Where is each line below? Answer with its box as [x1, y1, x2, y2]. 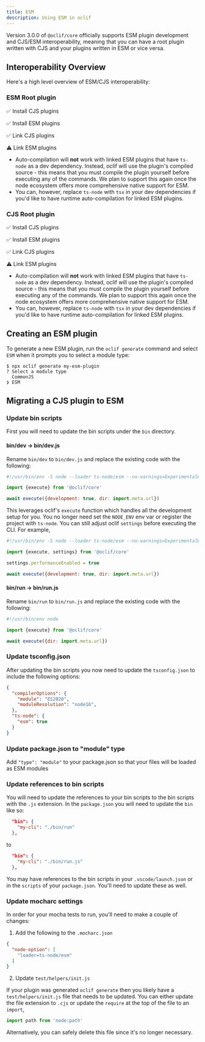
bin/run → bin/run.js [6, 584, 59, 592]
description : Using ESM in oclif [6, 15, 92, 21]
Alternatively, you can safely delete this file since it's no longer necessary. [6, 1029, 193, 1036]
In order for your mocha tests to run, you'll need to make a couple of [6, 910, 178, 918]
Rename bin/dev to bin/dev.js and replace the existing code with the [6, 455, 181, 462]
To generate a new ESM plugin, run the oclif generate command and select [6, 345, 198, 352]
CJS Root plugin [6, 210, 55, 218]
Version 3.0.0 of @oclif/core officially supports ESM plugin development [6, 31, 189, 38]
